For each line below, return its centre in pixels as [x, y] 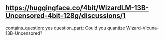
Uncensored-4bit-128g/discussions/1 [65, 16]
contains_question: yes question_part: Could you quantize [65, 28]
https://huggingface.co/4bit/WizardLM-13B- [77, 8]
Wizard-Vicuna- [143, 28]
